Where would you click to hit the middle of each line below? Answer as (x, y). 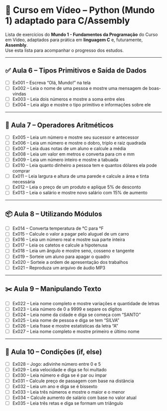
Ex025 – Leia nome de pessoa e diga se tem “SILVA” (66, 320)
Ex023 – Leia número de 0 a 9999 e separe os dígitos (67, 309)
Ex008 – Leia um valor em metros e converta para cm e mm (74, 154)
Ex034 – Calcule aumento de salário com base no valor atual (74, 398)
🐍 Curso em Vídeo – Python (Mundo (80, 10)
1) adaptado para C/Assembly (68, 21)
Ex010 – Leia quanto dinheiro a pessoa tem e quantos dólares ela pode (85, 165)
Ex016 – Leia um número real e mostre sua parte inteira (69, 240)
